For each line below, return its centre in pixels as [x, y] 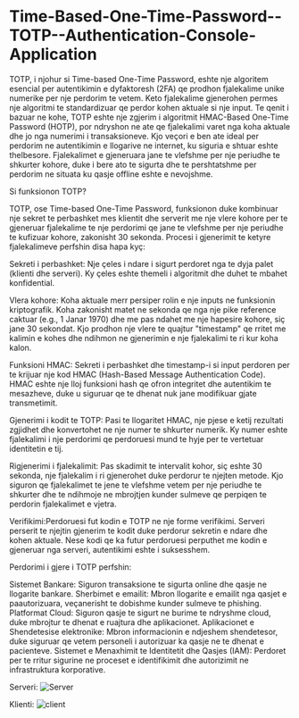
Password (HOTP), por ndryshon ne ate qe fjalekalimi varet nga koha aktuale [150, 126]
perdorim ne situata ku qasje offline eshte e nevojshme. [111, 174]
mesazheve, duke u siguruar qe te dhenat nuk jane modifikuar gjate [133, 393]
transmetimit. [33, 403]
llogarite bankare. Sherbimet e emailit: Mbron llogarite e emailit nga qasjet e [148, 593]
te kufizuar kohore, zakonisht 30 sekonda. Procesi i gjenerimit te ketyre [140, 237]
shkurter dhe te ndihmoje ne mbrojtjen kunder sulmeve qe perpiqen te [138, 494]
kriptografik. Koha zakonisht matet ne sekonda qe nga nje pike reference [143, 309]
